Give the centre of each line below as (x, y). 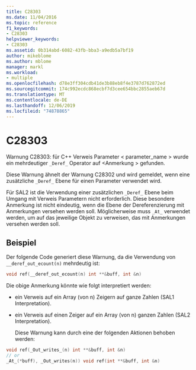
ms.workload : (22, 72)
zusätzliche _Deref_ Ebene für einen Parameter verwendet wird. (84, 181)
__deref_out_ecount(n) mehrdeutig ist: (53, 263)
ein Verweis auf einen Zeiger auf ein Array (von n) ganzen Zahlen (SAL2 (102, 315)
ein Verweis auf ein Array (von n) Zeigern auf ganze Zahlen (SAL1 (94, 297)
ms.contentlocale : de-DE (37, 100)
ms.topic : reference (32, 23)
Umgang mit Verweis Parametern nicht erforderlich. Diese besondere (90, 199)
